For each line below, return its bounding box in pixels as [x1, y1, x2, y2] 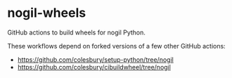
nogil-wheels [7, 5, 86, 21]
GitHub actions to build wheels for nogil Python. [7, 28, 146, 37]
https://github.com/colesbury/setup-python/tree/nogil [17, 55, 174, 64]
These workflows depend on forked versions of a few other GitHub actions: [7, 41, 226, 50]
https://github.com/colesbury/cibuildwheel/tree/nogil [17, 63, 171, 71]
